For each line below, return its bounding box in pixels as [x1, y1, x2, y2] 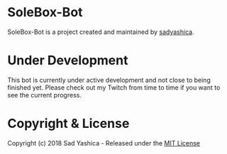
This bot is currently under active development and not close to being [7, 76, 211, 84]
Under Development [7, 52, 128, 69]
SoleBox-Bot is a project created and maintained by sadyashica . [7, 28, 194, 36]
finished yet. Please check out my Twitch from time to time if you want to [7, 83, 221, 92]
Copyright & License [7, 116, 130, 131]
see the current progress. [7, 90, 82, 99]
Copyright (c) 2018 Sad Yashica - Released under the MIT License [7, 138, 201, 147]
